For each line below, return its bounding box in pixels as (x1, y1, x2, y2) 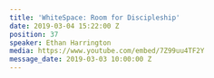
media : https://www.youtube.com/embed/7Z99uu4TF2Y (9, 47, 205, 56)
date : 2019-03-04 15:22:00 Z (9, 22, 120, 30)
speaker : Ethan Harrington (9, 38, 112, 48)
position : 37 (9, 30, 59, 39)
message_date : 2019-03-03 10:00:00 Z (9, 55, 152, 64)
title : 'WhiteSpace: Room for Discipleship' (9, 13, 180, 22)
